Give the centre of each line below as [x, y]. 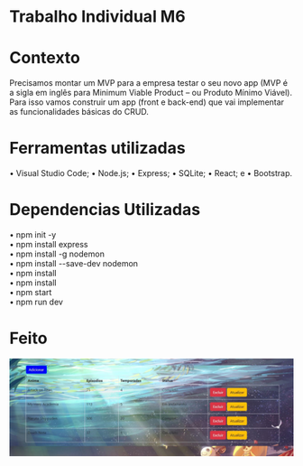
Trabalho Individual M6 [98, 17]
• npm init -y [33, 235]
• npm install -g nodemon [57, 254]
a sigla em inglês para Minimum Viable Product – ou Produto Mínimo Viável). [151, 93]
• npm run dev [36, 302]
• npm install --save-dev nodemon [73, 263]
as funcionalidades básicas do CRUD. [79, 112]
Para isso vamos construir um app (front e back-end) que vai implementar [147, 102]
